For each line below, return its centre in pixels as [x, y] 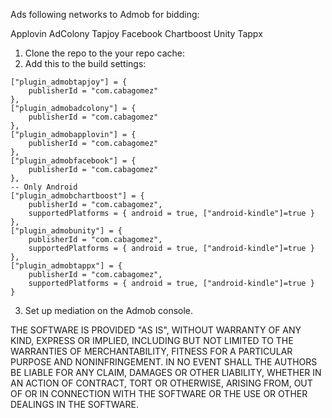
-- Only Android [44, 187]
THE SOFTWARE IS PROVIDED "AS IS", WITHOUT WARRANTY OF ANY [156, 330]
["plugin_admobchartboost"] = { [77, 196]
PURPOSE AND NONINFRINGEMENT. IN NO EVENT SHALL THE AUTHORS [164, 362]
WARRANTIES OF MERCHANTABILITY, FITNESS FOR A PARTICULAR [151, 351]
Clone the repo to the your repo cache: [105, 53]
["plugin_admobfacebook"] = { [73, 161]
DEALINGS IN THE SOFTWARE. [74, 404]
